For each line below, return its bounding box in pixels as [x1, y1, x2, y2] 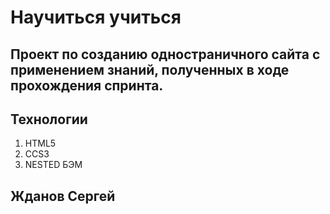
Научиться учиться [10, 6, 182, 29]
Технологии [10, 111, 88, 128]
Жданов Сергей [10, 187, 116, 205]
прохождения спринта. [10, 77, 164, 94]
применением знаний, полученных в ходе [10, 61, 290, 78]
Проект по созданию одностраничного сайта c [10, 46, 321, 63]
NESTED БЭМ [24, 159, 83, 171]
